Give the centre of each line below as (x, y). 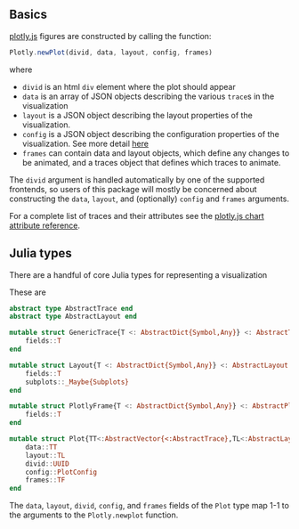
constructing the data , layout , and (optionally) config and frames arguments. (149, 199)
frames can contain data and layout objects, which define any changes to (156, 153)
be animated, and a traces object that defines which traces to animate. (151, 162)
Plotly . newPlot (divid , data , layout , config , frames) (111, 53)
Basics (28, 15)
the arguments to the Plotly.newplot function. (94, 515)
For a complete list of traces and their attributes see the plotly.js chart (137, 216)
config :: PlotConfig (61, 472)
